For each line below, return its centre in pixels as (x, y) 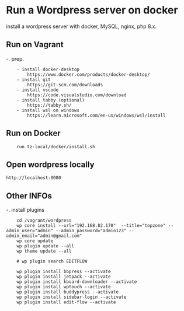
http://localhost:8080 (34, 178)
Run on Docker (34, 133)
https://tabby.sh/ (49, 105)
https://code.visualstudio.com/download (77, 95)
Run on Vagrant (35, 45)
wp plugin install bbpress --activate (64, 272)
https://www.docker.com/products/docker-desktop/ (88, 74)
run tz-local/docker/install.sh (56, 146)
